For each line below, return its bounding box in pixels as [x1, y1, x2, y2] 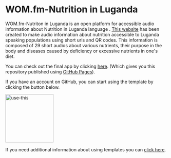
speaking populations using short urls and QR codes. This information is [5, 37, 158, 43]
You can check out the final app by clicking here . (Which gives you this [5, 63, 156, 69]
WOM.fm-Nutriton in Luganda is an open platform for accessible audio [5, 21, 155, 27]
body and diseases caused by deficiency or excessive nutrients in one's [5, 48, 158, 54]
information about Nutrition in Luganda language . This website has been [5, 26, 160, 32]
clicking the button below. [5, 84, 60, 90]
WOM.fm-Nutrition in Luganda [5, 4, 138, 15]
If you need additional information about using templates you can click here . [5, 146, 166, 152]
